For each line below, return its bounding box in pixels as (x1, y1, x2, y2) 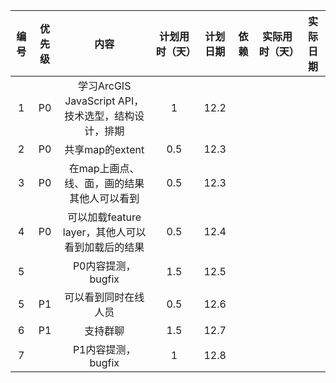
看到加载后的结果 (64, 240, 145, 254)
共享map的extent (64, 143, 145, 156)
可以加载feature (67, 210, 142, 224)
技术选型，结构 (64, 109, 135, 123)
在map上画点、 (68, 162, 140, 175)
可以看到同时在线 (64, 290, 145, 304)
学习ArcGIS (77, 79, 132, 93)
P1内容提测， (72, 343, 137, 356)
